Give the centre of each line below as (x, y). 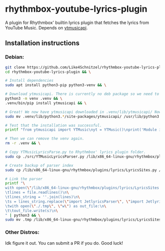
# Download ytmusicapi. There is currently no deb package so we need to (82, 94)
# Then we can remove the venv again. (45, 139)
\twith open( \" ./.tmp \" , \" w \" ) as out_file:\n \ (56, 206)
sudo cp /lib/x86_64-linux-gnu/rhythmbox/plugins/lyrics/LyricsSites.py (81, 170)
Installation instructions (42, 43)
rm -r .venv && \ (23, 143)
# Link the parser (24, 179)
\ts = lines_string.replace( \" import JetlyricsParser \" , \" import (74, 202)
